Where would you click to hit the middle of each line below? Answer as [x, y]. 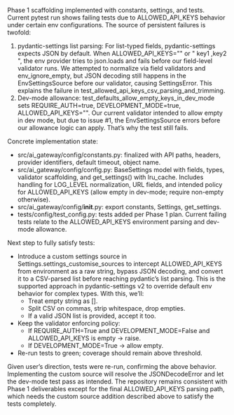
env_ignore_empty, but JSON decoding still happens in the [102, 76]
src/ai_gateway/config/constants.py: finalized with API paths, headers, [119, 155]
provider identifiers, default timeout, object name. [89, 162]
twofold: [19, 32]
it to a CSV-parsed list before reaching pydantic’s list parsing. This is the [122, 279]
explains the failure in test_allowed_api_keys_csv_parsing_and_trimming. [121, 91]
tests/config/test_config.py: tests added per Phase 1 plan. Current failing [122, 214]
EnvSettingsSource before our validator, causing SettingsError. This [115, 83]
